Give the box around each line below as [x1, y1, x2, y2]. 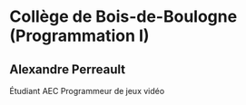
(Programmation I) [9, 25, 150, 46]
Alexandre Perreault [9, 62, 125, 77]
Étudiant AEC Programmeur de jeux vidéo [9, 86, 165, 96]
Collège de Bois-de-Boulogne [9, 6, 238, 27]
